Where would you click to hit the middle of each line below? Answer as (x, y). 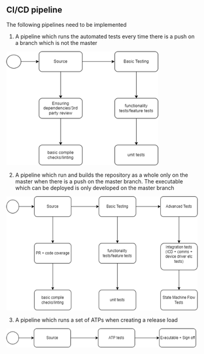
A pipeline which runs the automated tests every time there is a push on (105, 36)
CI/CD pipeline (34, 10)
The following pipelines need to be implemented (66, 24)
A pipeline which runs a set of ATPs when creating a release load (96, 320)
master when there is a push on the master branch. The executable (99, 181)
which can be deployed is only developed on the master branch (95, 188)
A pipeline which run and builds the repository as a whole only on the (101, 175)
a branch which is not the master (56, 43)
